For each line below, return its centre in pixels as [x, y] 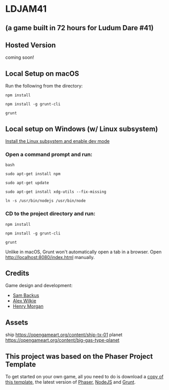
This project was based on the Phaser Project [79, 356]
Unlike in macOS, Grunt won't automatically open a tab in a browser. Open [83, 252]
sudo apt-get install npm [33, 174]
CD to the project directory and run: [50, 214]
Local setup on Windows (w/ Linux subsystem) [82, 129]
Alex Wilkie [25, 301]
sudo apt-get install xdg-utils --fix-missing [56, 192]
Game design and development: [39, 286]
